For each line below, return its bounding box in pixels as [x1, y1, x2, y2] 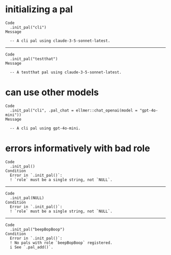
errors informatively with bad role [5, 143, 150, 154]
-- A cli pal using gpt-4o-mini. [10, 126, 81, 131]
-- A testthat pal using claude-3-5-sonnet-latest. [10, 70, 122, 75]
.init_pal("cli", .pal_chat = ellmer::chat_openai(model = [10, 108, 138, 113]
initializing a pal [5, 4, 73, 15]
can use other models [5, 87, 99, 98]
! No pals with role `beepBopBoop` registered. [10, 240, 113, 245]
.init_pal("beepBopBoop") [10, 226, 65, 232]
